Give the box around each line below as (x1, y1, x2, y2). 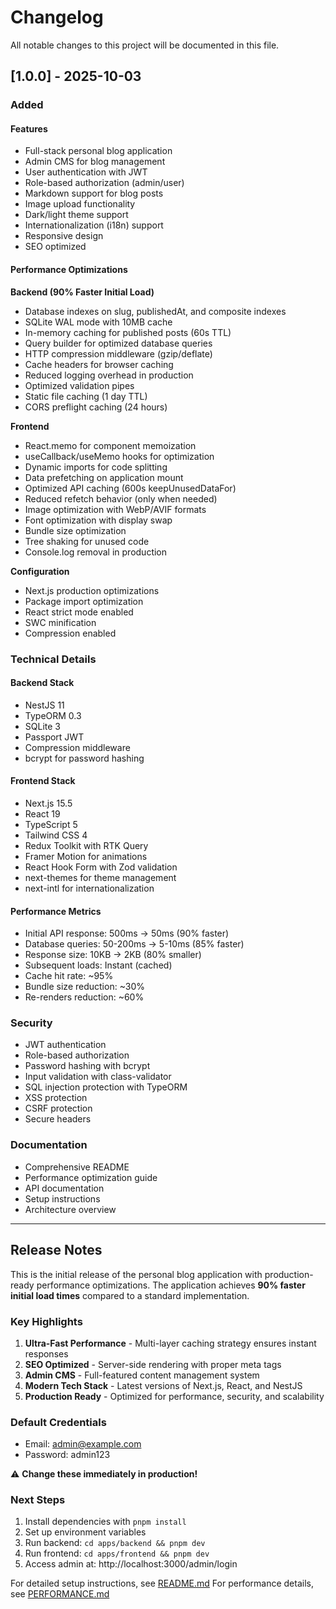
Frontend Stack (10, 775, 76, 787)
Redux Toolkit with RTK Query (24, 839, 149, 851)
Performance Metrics (10, 905, 102, 917)
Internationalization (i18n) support (24, 219, 164, 231)
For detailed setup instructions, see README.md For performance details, (10, 1577, 314, 1590)
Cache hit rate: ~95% (24, 970, 114, 982)
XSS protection (24, 1092, 88, 1104)
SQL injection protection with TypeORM (24, 1081, 188, 1093)
